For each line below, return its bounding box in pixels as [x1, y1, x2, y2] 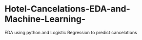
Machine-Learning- [4, 13, 86, 25]
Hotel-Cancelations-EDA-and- [4, 3, 130, 14]
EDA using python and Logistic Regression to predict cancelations [4, 29, 137, 35]
